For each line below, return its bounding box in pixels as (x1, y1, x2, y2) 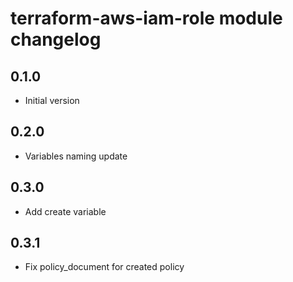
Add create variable (24, 205, 107, 217)
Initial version (24, 95, 80, 106)
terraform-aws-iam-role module (10, 7, 283, 30)
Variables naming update (24, 150, 128, 162)
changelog (10, 28, 102, 51)
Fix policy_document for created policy (24, 261, 185, 273)
